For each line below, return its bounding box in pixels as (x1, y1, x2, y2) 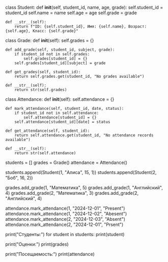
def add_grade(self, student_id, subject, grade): (5, 47, 115, 52)
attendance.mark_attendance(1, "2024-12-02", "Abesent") (5, 211, 127, 217)
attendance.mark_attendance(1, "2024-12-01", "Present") (5, 206, 125, 211)
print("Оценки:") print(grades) (5, 241, 69, 247)
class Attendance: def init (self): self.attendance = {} (5, 96, 115, 102)
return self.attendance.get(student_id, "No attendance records (14, 133, 154, 138)
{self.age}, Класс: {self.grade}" (5, 28, 79, 34)
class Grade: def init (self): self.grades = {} (5, 38, 94, 43)
